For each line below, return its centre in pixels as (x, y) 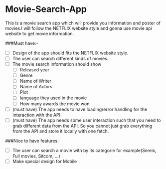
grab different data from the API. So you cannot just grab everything (82, 126)
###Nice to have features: (32, 141)
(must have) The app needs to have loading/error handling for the (80, 109)
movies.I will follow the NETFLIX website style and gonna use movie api (79, 28)
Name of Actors (36, 87)
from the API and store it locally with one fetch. (61, 131)
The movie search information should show (57, 64)
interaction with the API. (37, 115)
